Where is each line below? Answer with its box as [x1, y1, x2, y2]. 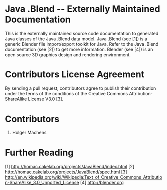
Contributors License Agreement [5, 69, 145, 80]
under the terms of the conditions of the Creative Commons [5, 90, 128, 96]
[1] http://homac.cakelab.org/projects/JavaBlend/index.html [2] [5, 163, 135, 169]
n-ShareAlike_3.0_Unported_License [5, 179, 79, 185]
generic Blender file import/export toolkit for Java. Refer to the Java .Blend [5, 41, 159, 47]
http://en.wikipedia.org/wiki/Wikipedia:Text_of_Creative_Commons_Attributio [5, 174, 162, 180]
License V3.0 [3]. [28, 96, 64, 102]
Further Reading [5, 147, 74, 158]
